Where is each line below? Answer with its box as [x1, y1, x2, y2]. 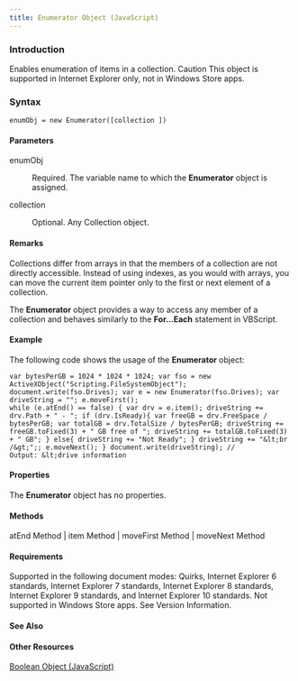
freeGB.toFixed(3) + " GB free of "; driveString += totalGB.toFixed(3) [9, 427, 288, 436]
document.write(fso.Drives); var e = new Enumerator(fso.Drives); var [9, 387, 280, 397]
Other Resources [9, 641, 75, 652]
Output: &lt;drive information [9, 450, 127, 460]
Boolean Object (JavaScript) [9, 661, 114, 672]
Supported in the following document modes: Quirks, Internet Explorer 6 [9, 571, 277, 582]
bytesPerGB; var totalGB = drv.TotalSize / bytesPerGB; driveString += [9, 419, 284, 428]
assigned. [32, 182, 68, 193]
